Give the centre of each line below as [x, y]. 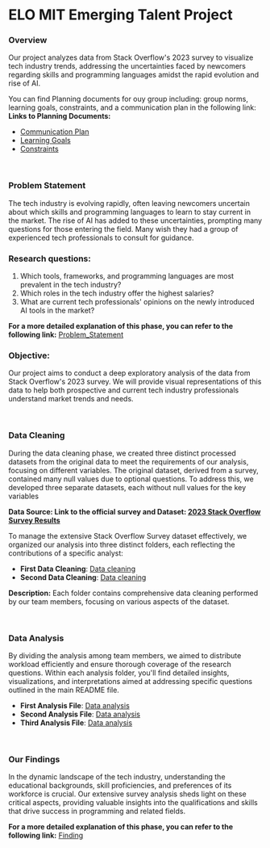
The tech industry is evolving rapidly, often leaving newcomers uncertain [129, 203]
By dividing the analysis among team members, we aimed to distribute [125, 655]
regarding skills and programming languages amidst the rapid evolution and [134, 75]
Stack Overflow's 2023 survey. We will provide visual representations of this [135, 382]
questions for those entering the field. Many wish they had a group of [123, 229]
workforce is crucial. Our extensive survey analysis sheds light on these [128, 794]
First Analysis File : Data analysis [75, 705]
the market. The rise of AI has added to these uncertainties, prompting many [135, 220]
